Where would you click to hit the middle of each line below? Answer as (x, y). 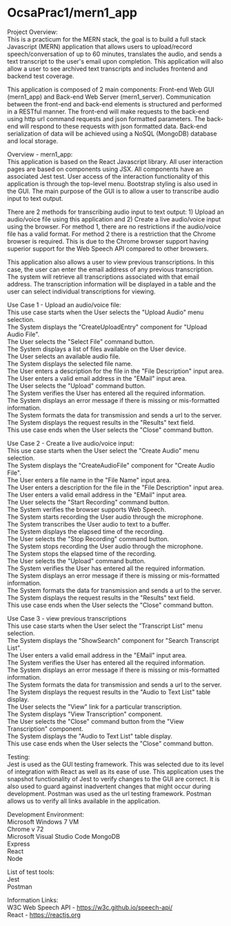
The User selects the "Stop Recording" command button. (88, 538)
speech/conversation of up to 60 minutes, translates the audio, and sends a (114, 54)
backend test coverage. (41, 76)
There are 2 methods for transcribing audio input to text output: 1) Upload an (115, 212)
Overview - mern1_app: (40, 154)
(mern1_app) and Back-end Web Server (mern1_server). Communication (109, 97)
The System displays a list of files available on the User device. (97, 349)
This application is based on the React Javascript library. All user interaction (115, 161)
